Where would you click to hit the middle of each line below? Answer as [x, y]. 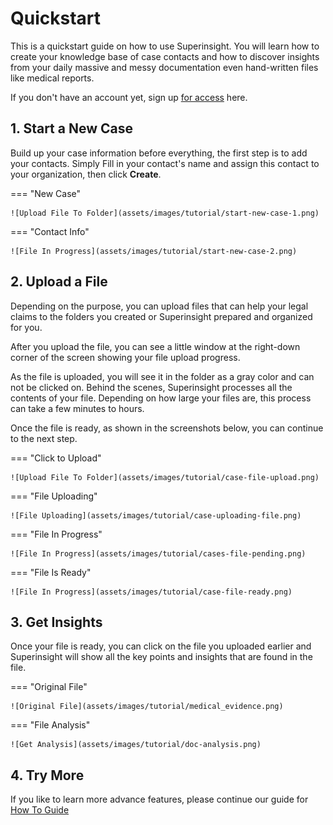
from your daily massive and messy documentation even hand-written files [164, 67]
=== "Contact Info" [50, 231]
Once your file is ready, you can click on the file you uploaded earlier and [161, 646]
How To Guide [40, 810]
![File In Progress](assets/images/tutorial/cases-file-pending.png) [158, 553]
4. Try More [47, 775]
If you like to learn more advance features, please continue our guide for [159, 799]
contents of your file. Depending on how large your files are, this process [161, 398]
